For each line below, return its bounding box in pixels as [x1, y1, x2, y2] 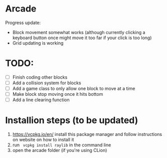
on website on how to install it [12, 136, 74, 143]
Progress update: [5, 20, 41, 26]
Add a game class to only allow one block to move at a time [12, 86, 135, 91]
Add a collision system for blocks [12, 80, 81, 86]
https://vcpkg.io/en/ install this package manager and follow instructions [12, 131, 162, 137]
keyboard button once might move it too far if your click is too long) [12, 35, 152, 41]
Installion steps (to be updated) [5, 115, 138, 126]
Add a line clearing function [12, 97, 70, 103]
